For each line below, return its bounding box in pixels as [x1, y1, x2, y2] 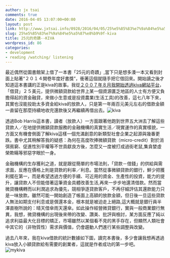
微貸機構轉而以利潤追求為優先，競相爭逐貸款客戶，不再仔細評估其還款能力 [5, 186, 160, 192]
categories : [5, 45, 30, 50]
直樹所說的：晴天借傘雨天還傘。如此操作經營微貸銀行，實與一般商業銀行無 [9, 205, 165, 211]
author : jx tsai [5, 7, 39, 13]
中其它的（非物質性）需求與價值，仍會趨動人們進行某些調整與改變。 [5, 224, 147, 230]
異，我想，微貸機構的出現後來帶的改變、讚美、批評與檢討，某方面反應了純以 [5, 211, 165, 217]
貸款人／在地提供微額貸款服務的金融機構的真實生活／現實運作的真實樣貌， [5, 124, 160, 131]
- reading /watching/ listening [5, 54, 73, 60]
